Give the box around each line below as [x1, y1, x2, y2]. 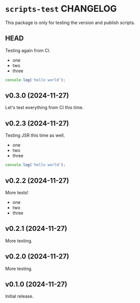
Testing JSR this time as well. [5, 132, 65, 138]
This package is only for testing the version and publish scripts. [5, 20, 136, 26]
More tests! [5, 189, 29, 195]
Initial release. [5, 293, 34, 299]
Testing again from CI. [5, 47, 51, 53]
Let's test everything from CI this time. [5, 105, 84, 111]
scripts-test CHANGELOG [5, 3, 117, 15]
